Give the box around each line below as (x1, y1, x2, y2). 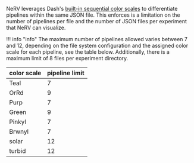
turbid (9, 147, 26, 155)
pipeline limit (46, 69, 85, 77)
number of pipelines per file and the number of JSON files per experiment (6, 18, 187, 24)
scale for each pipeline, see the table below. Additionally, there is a (6, 48, 170, 56)
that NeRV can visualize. (6, 24, 66, 31)
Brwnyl (9, 128, 29, 136)
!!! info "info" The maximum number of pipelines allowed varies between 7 (6, 36, 187, 42)
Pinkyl (9, 118, 27, 126)
